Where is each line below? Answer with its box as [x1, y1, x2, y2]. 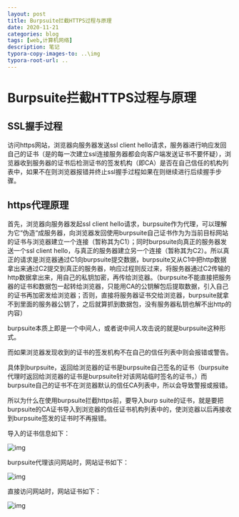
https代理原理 [7, 199, 69, 211]
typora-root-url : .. [7, 57, 69, 64]
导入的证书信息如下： [7, 429, 70, 437]
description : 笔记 [7, 43, 60, 51]
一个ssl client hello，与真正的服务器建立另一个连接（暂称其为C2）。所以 [13, 246, 223, 255]
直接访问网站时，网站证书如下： [7, 486, 101, 496]
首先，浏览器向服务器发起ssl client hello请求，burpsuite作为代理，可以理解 [7, 219, 228, 228]
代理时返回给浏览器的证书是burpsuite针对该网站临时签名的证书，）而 [7, 372, 208, 380]
